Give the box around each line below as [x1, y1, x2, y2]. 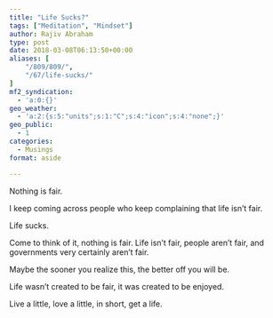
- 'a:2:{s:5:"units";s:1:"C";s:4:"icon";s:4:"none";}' [17, 112, 225, 121]
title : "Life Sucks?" [9, 12, 90, 22]
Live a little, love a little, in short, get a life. [9, 298, 163, 309]
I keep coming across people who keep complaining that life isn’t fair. [9, 203, 263, 213]
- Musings [17, 145, 53, 154]
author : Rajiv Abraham [9, 29, 93, 38]
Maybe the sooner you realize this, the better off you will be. [9, 264, 229, 274]
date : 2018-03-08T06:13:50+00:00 [9, 46, 133, 55]
